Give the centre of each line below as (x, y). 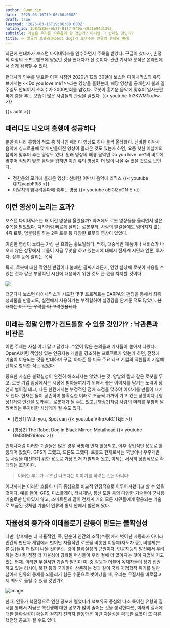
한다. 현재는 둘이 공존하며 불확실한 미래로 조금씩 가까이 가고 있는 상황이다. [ (85, 396)
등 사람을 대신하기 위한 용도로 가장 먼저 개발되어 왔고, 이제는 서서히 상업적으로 (82, 459)
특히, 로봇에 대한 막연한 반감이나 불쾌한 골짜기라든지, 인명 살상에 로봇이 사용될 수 (85, 267)
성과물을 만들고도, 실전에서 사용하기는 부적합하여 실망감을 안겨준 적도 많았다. (81, 300)
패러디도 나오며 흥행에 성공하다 (51, 129)
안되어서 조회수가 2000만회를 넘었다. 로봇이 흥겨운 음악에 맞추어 (82, 89)
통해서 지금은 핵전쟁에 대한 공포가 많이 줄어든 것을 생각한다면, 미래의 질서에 (89, 608)
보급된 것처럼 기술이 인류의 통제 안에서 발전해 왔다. (60, 506)
